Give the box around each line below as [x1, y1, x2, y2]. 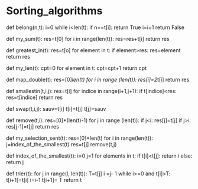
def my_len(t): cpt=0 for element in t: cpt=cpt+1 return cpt [6, 64, 147, 72]
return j [6, 158, 24, 165]
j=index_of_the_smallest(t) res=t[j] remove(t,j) [6, 140, 117, 148]
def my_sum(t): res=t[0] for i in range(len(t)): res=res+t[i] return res [6, 35, 170, 42]
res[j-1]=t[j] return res [6, 123, 59, 130]
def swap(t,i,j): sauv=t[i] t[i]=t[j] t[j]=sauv [6, 105, 106, 112]
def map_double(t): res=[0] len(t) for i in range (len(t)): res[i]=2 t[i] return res [6, 76, 190, 83]
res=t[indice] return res [6, 94, 63, 101]
